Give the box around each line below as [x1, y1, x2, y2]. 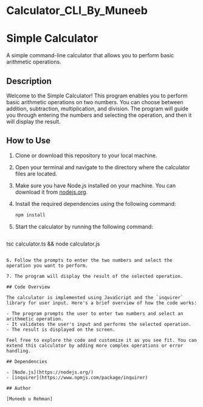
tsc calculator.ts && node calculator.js [6, 240, 100, 247]
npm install [15, 211, 46, 218]
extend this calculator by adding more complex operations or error [6, 342, 184, 349]
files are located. [15, 170, 58, 177]
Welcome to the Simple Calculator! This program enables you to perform [6, 92, 188, 99]
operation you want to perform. [6, 263, 88, 269]
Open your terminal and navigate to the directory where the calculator [15, 163, 190, 171]
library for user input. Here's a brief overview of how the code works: [6, 300, 198, 306]
